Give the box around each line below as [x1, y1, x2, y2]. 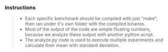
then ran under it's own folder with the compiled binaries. [25, 21, 146, 27]
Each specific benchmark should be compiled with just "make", [25, 16, 158, 22]
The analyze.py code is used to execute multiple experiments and [25, 37, 163, 43]
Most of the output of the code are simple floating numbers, [25, 26, 151, 32]
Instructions [5, 4, 36, 11]
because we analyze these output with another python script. [25, 32, 154, 38]
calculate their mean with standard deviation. [25, 42, 120, 48]
